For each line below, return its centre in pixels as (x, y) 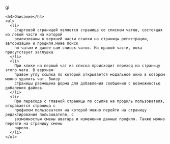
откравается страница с (31, 106)
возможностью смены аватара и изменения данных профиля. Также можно (90, 119)
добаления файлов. (25, 88)
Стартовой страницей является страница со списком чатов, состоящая (89, 30)
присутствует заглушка (29, 52)
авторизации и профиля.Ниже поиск (42, 43)
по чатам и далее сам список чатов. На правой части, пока (78, 48)
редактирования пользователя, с (39, 114)
